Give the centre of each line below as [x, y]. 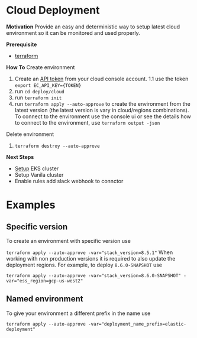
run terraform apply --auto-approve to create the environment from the [102, 103]
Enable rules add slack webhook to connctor [69, 181]
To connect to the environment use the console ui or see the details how [103, 116]
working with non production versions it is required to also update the [91, 258]
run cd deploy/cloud [39, 91]
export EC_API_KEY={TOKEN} [48, 85]
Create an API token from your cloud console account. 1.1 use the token [101, 79]
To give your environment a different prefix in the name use [78, 313]
